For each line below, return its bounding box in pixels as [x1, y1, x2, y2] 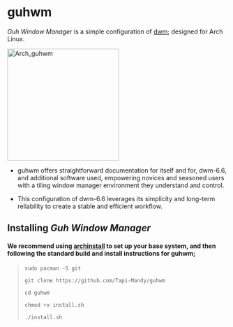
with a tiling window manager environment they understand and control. [17, 181, 225, 189]
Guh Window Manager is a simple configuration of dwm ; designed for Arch [7, 27, 223, 36]
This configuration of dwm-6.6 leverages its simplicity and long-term [17, 194, 216, 203]
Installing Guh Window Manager [7, 222, 151, 234]
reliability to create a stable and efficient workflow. [17, 202, 163, 210]
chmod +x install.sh [24, 301, 84, 308]
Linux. [7, 34, 25, 43]
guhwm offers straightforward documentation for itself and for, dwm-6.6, [17, 166, 227, 175]
